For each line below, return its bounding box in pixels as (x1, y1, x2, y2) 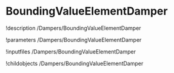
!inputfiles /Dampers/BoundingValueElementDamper (5, 47, 136, 55)
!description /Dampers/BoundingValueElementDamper (5, 24, 141, 32)
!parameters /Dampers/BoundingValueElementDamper (5, 36, 142, 43)
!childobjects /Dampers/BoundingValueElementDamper (5, 60, 144, 67)
